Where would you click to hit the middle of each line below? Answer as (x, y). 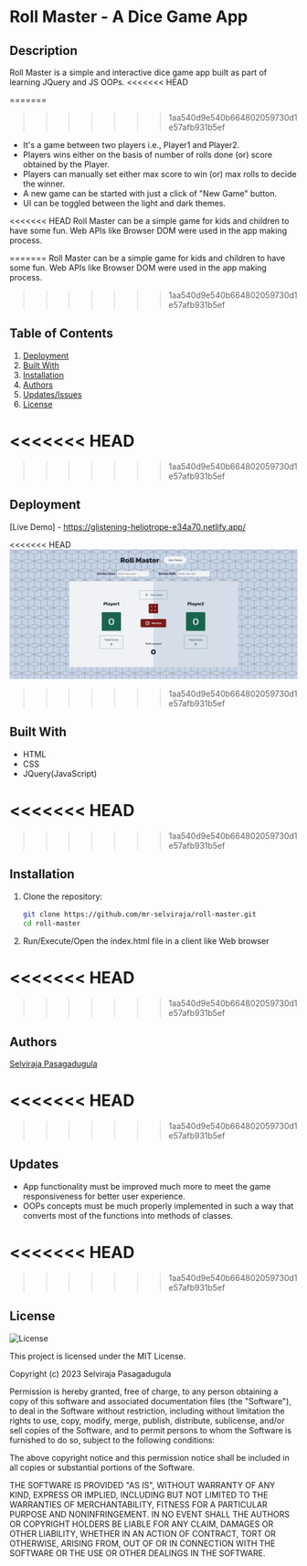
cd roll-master (52, 924)
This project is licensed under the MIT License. (98, 1356)
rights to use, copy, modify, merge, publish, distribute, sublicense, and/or (147, 1420)
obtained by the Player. (66, 164)
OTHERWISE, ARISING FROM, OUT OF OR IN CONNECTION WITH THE (143, 1543)
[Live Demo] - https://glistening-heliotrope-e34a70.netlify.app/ (128, 526)
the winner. (44, 184)
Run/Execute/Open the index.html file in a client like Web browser (146, 941)
